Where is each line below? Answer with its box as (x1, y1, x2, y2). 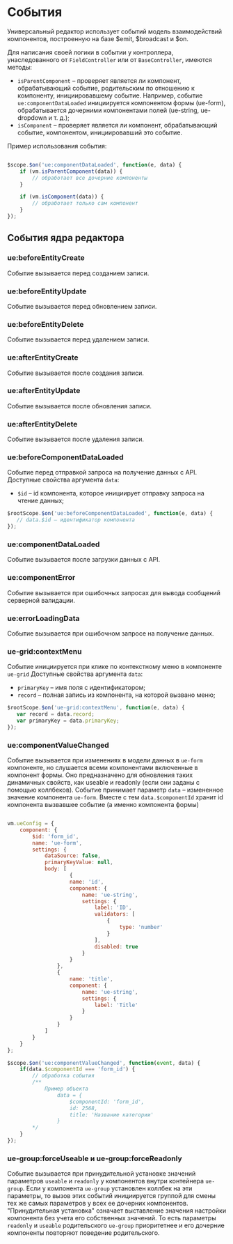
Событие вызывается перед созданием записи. (7, 269, 150, 277)
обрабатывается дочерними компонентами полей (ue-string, (17, 106, 200, 114)
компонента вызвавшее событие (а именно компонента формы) (7, 801, 200, 809)
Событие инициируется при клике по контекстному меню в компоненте (7, 663, 223, 671)
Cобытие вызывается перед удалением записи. (7, 335, 150, 344)
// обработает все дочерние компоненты (32, 174, 148, 181)
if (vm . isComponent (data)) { (19, 193, 104, 201)
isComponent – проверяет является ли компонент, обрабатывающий (17, 121, 218, 129)
